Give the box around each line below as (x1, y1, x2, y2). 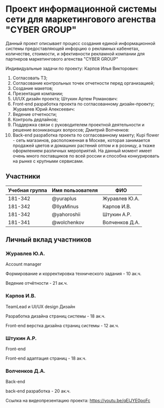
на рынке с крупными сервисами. (12, 158, 84, 164)
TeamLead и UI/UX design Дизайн (5, 303, 75, 309)
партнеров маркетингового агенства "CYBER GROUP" (5, 56, 119, 62)
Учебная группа (8, 187, 47, 194)
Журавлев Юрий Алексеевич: (12, 106, 75, 112)
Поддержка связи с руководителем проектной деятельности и (12, 121, 144, 128)
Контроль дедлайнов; (12, 116, 58, 122)
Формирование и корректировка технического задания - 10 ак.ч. (5, 271, 142, 277)
